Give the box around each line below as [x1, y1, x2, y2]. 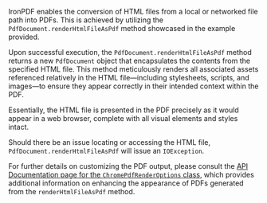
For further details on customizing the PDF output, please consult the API [8, 162, 249, 170]
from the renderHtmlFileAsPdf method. [8, 187, 135, 196]
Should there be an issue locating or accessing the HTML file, [8, 138, 211, 146]
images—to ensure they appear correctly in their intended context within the [8, 81, 259, 91]
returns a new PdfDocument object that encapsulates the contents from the [8, 56, 251, 65]
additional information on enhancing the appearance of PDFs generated [8, 178, 245, 188]
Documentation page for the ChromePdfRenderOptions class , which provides [8, 170, 255, 179]
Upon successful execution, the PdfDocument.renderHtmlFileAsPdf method [8, 48, 253, 57]
